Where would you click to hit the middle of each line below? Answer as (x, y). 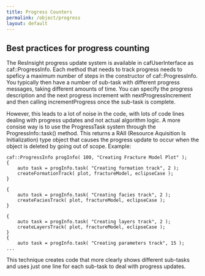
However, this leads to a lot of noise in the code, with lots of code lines (95, 114)
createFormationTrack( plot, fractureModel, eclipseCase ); (95, 174)
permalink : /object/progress (43, 18)
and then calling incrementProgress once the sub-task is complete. (91, 102)
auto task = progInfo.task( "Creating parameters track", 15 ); (101, 243)
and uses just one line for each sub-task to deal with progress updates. (96, 266)
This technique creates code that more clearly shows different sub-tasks (98, 260)
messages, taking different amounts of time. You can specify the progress (100, 89)
